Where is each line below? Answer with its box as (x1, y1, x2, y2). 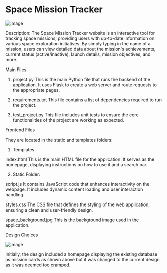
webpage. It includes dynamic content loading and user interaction (5, 186, 143, 192)
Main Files (5, 66, 27, 73)
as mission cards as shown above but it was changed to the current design (5, 256, 160, 262)
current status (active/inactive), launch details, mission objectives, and (5, 51, 151, 57)
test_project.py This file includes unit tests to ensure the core (12, 112, 139, 118)
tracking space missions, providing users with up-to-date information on (5, 35, 155, 41)
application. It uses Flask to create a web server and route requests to (12, 82, 157, 88)
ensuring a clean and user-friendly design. (5, 207, 93, 213)
